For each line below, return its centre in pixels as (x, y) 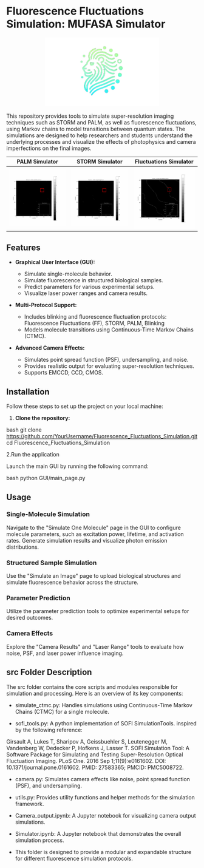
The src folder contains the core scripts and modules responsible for (92, 687)
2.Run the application (33, 455)
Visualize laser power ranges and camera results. (86, 293)
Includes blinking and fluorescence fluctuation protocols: (95, 317)
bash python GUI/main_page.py (46, 478)
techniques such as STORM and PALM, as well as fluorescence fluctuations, (101, 122)
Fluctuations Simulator (164, 161)
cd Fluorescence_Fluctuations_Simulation (58, 443)
